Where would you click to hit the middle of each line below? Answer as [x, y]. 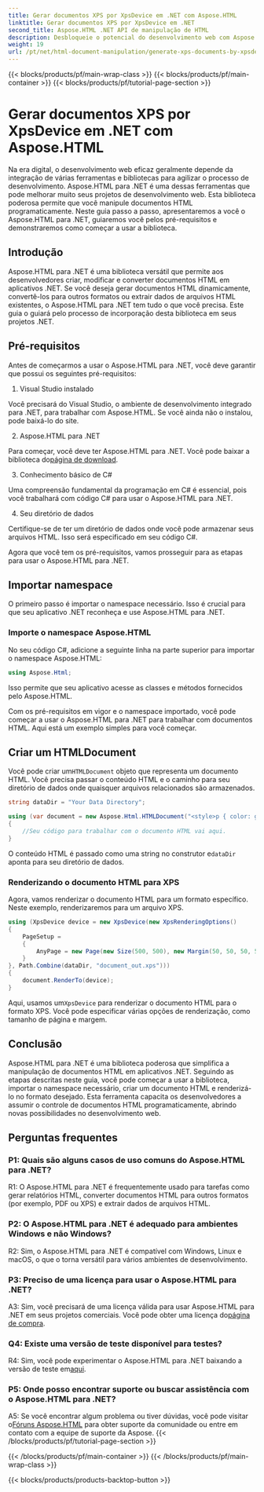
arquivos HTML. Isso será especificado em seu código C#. [103, 537]
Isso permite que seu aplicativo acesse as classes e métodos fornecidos [126, 687]
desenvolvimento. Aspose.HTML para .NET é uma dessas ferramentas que [129, 186]
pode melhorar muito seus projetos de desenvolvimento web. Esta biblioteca [132, 194]
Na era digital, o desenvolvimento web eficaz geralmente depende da [121, 169]
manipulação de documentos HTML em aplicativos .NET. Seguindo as [121, 1071]
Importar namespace [60, 585]
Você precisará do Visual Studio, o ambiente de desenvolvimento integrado [130, 404]
